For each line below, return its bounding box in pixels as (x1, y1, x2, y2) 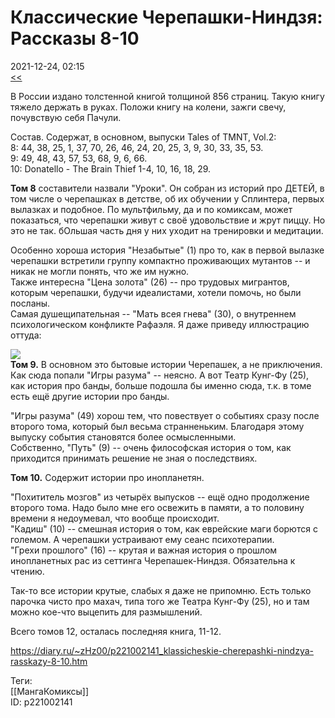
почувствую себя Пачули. (10, 111, 122, 123)
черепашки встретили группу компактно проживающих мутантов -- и (10, 254, 311, 266)
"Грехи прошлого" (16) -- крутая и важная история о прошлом (10, 544, 278, 556)
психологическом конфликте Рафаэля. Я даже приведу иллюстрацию (10, 318, 310, 330)
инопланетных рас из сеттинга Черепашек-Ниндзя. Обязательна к (10, 554, 296, 566)
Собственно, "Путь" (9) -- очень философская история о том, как (10, 441, 292, 453)
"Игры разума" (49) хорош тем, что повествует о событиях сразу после (10, 409, 320, 421)
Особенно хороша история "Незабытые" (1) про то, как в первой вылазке (10, 244, 325, 256)
